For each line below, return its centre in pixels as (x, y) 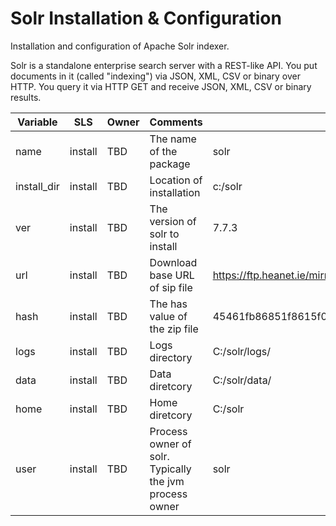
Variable (37, 122)
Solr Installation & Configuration (146, 18)
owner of (170, 444)
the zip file (174, 329)
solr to (164, 234)
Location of (176, 180)
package (170, 164)
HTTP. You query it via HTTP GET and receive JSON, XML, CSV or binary (161, 86)
